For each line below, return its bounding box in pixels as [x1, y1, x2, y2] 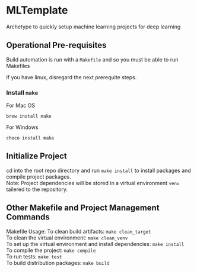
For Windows [6, 124, 39, 131]
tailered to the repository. [6, 186, 68, 193]
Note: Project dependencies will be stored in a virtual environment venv [6, 179, 180, 186]
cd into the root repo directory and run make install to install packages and [6, 167, 191, 174]
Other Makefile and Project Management [6, 203, 160, 213]
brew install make [6, 114, 52, 119]
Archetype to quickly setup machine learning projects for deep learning [6, 23, 181, 30]
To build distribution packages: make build [6, 259, 110, 266]
